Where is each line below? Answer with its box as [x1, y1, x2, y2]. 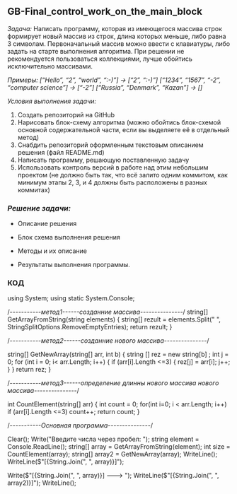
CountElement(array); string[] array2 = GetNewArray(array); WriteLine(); [7, 450, 218, 459]
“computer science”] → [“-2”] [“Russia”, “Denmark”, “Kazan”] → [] [7, 83, 203, 91]
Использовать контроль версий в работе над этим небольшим [17, 163, 209, 172]
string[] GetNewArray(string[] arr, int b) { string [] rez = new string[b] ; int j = [7, 350, 229, 359]
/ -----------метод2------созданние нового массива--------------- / [7, 336, 209, 345]
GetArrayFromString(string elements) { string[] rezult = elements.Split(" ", [7, 315, 221, 324]
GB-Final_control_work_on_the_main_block [7, 6, 203, 18]
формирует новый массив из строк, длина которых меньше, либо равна [7, 32, 226, 40]
